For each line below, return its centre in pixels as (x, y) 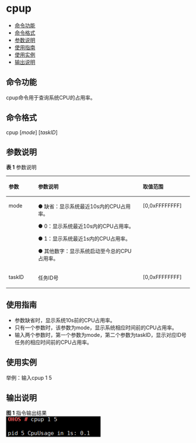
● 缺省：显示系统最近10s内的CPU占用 (84, 206)
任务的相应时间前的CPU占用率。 (53, 342)
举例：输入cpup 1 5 (29, 377)
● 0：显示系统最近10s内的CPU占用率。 (86, 226)
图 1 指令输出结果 (27, 413)
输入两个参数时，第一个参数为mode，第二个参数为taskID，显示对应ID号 (100, 335)
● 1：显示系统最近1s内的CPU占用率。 (84, 238)
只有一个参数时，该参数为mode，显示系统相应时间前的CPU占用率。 (96, 328)
